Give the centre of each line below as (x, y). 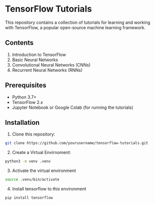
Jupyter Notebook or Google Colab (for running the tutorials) (73, 107)
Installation (22, 122)
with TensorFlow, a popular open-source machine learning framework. (75, 27)
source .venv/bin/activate (32, 180)
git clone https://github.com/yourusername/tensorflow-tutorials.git (77, 143)
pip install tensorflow (29, 198)
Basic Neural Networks (35, 60)
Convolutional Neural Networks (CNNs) (51, 65)
